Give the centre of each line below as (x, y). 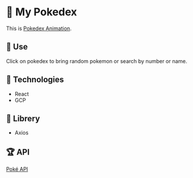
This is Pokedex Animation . (39, 28)
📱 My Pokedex (42, 12)
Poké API (17, 169)
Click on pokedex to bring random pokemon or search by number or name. (97, 61)
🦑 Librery (23, 118)
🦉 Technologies (35, 80)
